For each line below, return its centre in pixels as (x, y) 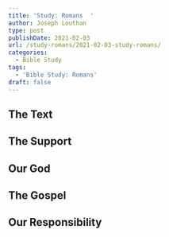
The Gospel (37, 196)
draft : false (30, 82)
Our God (29, 168)
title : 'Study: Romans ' (51, 16)
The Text (31, 114)
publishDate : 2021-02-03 (49, 38)
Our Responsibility (55, 222)
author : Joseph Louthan (48, 23)
